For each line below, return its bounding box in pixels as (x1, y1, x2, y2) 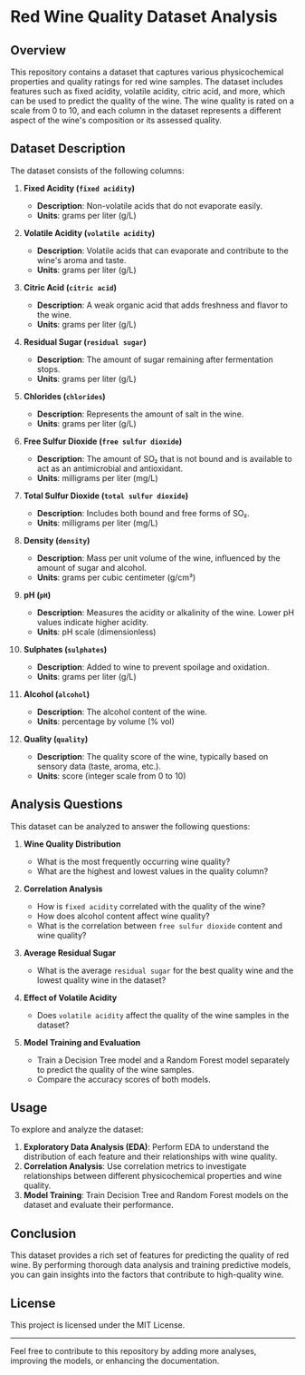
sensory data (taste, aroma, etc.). (36, 761, 162, 771)
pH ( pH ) (23, 589, 52, 600)
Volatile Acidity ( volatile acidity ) (23, 227, 156, 238)
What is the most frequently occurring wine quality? (36, 856, 231, 867)
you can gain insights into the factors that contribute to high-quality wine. (10, 1269, 284, 1281)
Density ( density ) (23, 535, 91, 545)
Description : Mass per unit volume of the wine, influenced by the (36, 552, 281, 564)
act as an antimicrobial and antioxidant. (36, 463, 184, 474)
